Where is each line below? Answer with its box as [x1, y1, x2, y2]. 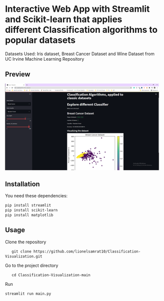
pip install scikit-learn [5, 208, 58, 213]
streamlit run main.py [5, 291, 51, 296]
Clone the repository [5, 239, 46, 245]
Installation [5, 180, 40, 188]
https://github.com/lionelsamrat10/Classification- [33, 249, 141, 254]
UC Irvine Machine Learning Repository [5, 56, 84, 62]
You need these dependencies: [5, 193, 68, 199]
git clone [11, 249, 32, 254]
